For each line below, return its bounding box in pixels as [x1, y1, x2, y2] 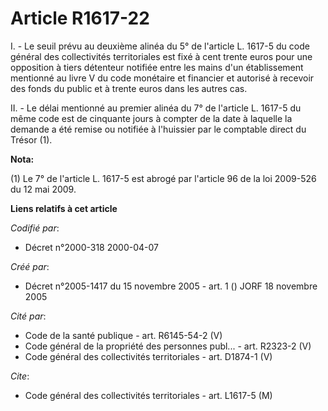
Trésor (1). [10, 133, 53, 146]
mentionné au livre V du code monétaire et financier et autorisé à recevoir [10, 72, 315, 84]
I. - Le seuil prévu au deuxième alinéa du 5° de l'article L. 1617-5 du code [10, 40, 310, 52]
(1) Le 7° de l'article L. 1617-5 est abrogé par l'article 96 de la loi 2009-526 [10, 172, 317, 184]
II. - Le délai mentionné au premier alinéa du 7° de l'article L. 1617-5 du [10, 102, 302, 114]
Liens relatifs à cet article [10, 202, 118, 214]
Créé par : [10, 260, 50, 272]
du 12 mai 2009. [10, 183, 77, 195]
